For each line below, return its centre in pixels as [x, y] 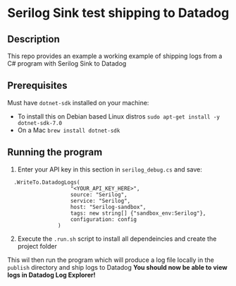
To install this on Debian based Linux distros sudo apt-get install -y [119, 116]
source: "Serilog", [99, 195]
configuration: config [104, 219]
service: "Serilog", [100, 201]
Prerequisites [37, 86]
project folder [37, 246]
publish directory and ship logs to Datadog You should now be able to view [117, 267]
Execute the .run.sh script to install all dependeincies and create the [117, 239]
